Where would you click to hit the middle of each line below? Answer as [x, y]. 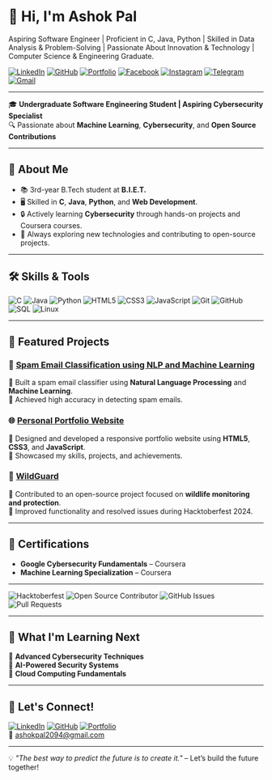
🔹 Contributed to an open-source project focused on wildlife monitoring [129, 494]
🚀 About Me [38, 170]
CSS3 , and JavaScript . [47, 447]
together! [23, 767]
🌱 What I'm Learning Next [74, 637]
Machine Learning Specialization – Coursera [96, 572]
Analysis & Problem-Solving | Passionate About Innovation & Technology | [132, 47]
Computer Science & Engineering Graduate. [81, 56]
